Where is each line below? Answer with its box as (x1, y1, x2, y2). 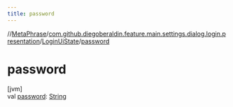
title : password (7, 10, 55, 17)
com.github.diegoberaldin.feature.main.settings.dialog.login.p (48, 29, 226, 38)
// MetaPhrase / (7, 29, 49, 38)
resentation (7, 36, 41, 45)
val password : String (7, 92, 66, 100)
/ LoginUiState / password (39, 36, 110, 45)
